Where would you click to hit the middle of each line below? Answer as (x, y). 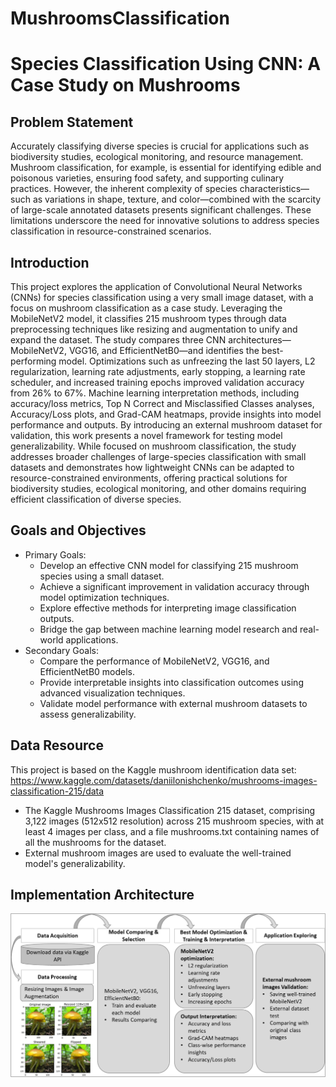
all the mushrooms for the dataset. (95, 842)
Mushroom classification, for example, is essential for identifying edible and (166, 168)
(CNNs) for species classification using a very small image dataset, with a (162, 297)
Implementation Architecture (102, 895)
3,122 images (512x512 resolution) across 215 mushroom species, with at (174, 821)
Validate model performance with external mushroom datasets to (173, 703)
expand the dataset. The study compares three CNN (118, 340)
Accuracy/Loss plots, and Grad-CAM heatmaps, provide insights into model (166, 414)
